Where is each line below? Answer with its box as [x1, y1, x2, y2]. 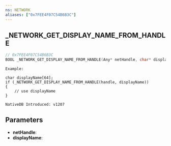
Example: [5, 67, 24, 72]
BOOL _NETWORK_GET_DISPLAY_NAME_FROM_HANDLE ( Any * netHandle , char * [5, 57, 152, 63]
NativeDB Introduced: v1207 [5, 102, 65, 107]
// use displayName [14, 89, 56, 94]
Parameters [5, 115, 43, 125]
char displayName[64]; [5, 75, 53, 80]
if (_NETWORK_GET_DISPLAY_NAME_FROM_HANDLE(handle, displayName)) [5, 80, 149, 85]
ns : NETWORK [5, 7, 31, 13]
